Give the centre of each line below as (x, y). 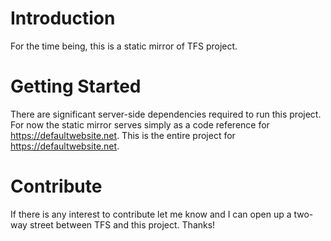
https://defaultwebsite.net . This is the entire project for (123, 135)
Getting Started (76, 86)
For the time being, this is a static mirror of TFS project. (124, 46)
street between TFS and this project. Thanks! (122, 224)
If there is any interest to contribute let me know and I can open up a (151, 214)
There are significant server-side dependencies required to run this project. (166, 114)
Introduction (63, 18)
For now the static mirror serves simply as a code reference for (140, 124)
